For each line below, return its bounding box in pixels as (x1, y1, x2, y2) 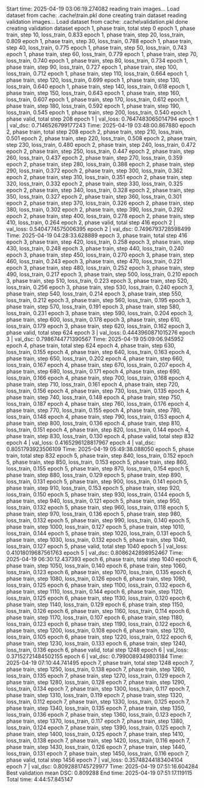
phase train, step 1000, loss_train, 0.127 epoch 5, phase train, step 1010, (6, 524, 186, 530)
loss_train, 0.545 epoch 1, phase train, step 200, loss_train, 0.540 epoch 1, (6, 109, 192, 116)
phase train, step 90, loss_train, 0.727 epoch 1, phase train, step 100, (6, 63, 178, 71)
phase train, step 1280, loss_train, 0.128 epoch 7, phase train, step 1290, (6, 679, 186, 686)
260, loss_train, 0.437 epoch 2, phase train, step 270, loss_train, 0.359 (6, 154, 183, 161)
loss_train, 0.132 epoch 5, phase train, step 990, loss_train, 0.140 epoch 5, (6, 517, 191, 524)
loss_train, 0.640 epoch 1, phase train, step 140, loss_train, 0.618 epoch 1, (6, 83, 190, 90)
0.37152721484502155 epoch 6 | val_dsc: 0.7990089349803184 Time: (6, 653, 184, 660)
